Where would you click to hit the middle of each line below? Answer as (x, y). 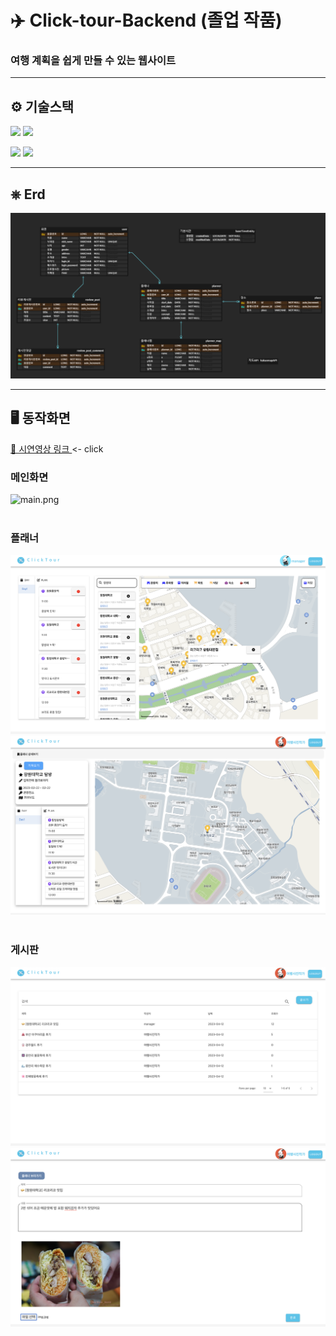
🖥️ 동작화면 (40, 418)
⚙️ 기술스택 (42, 106)
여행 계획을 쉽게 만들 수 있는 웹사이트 (93, 61)
